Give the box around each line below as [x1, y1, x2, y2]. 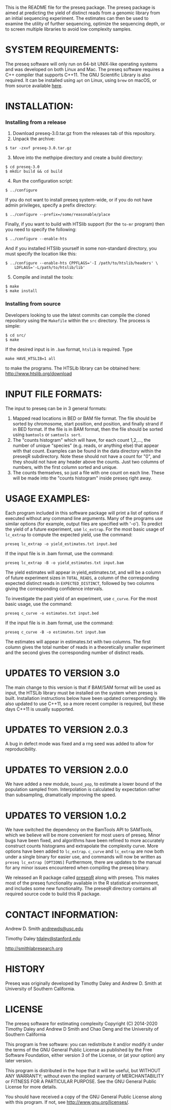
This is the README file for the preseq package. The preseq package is [5, 5, 155, 10]
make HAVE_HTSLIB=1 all [5, 356, 56, 361]
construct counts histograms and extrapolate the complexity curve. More [5, 843, 159, 849]
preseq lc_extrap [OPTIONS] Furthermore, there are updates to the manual [5, 859, 162, 866]
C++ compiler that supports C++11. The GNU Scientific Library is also [5, 72, 151, 78]
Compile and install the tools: [12, 274, 74, 280]
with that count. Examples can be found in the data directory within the [12, 447, 161, 454]
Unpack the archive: [12, 135, 55, 142]
